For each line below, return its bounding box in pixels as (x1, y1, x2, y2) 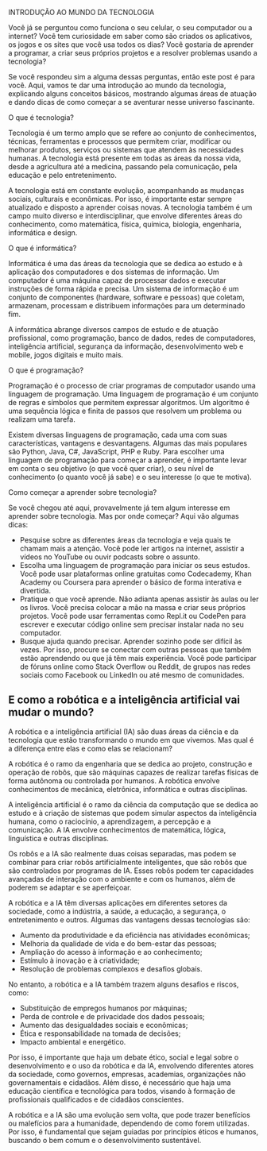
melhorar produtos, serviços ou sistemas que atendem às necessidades (8, 145, 244, 154)
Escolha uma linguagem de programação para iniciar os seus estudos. (19, 561, 250, 570)
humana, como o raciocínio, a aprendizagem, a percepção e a (8, 817, 211, 826)
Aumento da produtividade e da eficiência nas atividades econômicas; (19, 930, 250, 940)
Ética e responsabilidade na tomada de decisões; (19, 1029, 181, 1038)
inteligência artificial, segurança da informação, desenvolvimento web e (8, 342, 244, 351)
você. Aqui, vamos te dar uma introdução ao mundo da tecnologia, (8, 80, 226, 90)
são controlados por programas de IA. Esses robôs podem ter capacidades (8, 866, 254, 875)
